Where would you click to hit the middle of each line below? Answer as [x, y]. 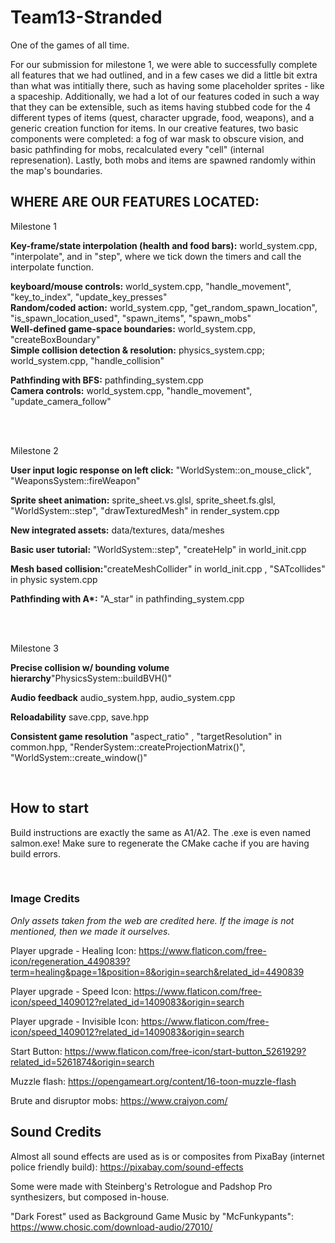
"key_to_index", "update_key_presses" [89, 297]
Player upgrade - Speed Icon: [71, 991]
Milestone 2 [34, 450]
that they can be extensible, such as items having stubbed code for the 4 [161, 107]
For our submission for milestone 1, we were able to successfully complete [164, 64]
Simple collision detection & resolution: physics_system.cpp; [137, 350]
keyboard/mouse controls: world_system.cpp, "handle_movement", [151, 286]
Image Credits [45, 899]
